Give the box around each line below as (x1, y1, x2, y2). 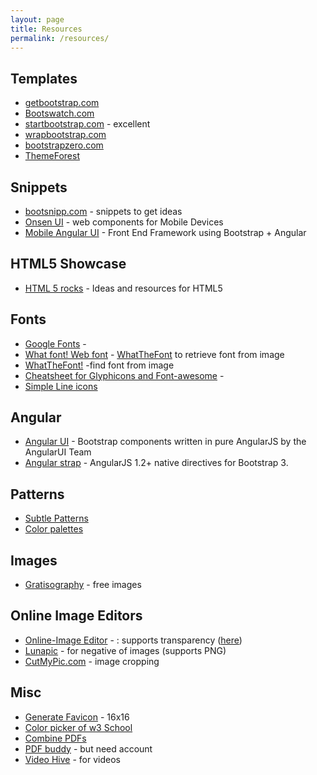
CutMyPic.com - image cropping (24, 655, 160, 667)
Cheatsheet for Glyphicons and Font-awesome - (24, 369, 225, 381)
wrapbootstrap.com (24, 129, 107, 141)
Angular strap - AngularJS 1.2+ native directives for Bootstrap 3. (24, 457, 289, 469)
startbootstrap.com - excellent (24, 118, 151, 130)
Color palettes (24, 523, 84, 535)
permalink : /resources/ (10, 33, 110, 43)
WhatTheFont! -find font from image (24, 359, 175, 371)
